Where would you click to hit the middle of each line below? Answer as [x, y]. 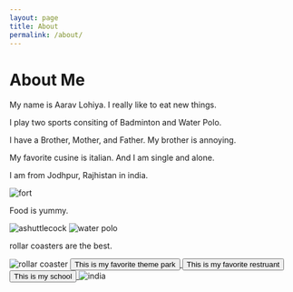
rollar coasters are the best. [61, 246]
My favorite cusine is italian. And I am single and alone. [112, 158]
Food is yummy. [39, 211]
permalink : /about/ [46, 35]
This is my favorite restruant [233, 265]
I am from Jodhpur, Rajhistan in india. [79, 176]
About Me [47, 80]
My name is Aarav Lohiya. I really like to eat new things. [113, 105]
